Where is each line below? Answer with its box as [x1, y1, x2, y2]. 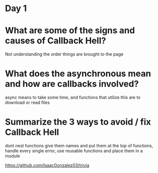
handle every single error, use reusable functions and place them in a [5, 148, 143, 154]
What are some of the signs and [5, 25, 135, 36]
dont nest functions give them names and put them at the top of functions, [5, 143, 153, 148]
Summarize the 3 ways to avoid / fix [5, 116, 151, 128]
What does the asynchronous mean [5, 68, 151, 79]
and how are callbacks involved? [5, 78, 139, 89]
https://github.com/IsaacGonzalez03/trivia [5, 162, 89, 168]
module [5, 153, 20, 159]
